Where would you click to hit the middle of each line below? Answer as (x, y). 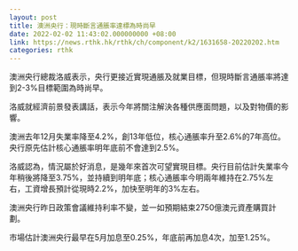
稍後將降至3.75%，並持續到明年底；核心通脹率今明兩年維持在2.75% (141, 177)
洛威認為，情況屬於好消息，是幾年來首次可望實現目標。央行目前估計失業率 (145, 167)
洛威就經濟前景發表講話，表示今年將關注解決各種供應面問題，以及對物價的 (145, 106)
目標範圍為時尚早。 (73, 88)
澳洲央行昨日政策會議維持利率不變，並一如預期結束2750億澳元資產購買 (139, 208)
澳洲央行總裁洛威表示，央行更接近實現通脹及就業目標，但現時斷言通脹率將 (145, 77)
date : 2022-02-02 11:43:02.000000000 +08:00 (93, 34)
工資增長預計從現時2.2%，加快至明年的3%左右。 (114, 189)
